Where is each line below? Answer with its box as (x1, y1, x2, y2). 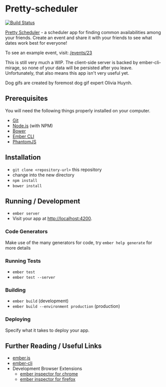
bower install (12, 183, 42, 188)
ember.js (12, 355, 31, 361)
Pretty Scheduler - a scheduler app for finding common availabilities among (5, 29, 161, 35)
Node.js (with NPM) (12, 122, 53, 128)
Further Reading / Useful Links (5, 341, 102, 350)
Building (5, 286, 26, 293)
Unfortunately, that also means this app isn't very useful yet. (5, 70, 129, 76)
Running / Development (5, 197, 80, 206)
